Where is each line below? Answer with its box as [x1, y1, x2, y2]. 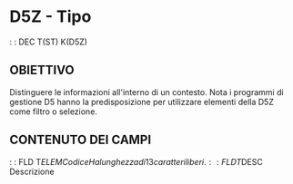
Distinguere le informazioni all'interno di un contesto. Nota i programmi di [9, 86, 284, 97]
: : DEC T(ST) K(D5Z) [9, 36, 88, 47]
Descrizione [9, 166, 55, 177]
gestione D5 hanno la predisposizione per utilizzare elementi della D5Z [9, 96, 275, 107]
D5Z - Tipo [9, 6, 92, 27]
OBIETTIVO [9, 63, 75, 78]
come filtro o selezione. [9, 106, 98, 117]
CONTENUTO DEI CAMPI [9, 132, 152, 148]
